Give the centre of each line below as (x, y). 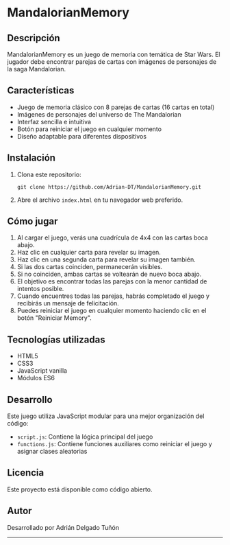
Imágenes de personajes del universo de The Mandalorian (99, 114)
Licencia (26, 473)
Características (41, 91)
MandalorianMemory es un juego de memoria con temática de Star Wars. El (114, 54)
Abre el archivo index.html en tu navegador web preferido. (100, 200)
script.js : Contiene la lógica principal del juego (85, 437)
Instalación (31, 158)
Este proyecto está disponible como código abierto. (80, 489)
